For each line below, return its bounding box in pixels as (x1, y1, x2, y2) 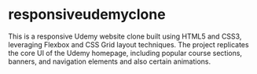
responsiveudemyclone (8, 6, 167, 24)
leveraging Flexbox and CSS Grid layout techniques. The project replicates (8, 39, 249, 49)
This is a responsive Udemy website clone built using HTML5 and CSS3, (8, 31, 242, 41)
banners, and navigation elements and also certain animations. (8, 57, 211, 66)
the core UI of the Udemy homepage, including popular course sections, (8, 48, 242, 57)
